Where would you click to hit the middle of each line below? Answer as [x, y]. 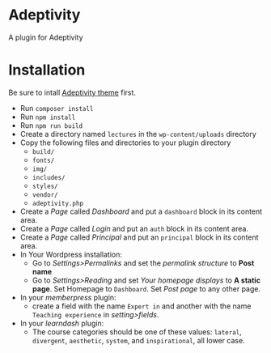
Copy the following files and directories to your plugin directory [125, 142]
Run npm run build [51, 125]
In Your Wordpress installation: [71, 254]
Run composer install [57, 108]
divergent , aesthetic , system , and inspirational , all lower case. [138, 340]
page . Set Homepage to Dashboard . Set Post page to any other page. [146, 288]
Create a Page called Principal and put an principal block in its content [139, 237]
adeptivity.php [57, 203]
